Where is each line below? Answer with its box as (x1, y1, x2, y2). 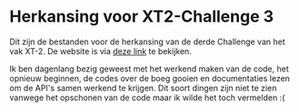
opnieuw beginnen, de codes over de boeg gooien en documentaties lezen (9, 72, 291, 83)
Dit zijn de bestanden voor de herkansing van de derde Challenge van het (9, 36, 285, 47)
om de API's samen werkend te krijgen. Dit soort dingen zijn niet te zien (9, 82, 277, 93)
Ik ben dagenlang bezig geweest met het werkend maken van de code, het (9, 63, 289, 74)
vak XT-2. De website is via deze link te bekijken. (9, 45, 193, 56)
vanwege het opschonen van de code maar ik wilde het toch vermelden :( (9, 92, 285, 103)
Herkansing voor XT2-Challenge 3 (9, 6, 274, 27)
